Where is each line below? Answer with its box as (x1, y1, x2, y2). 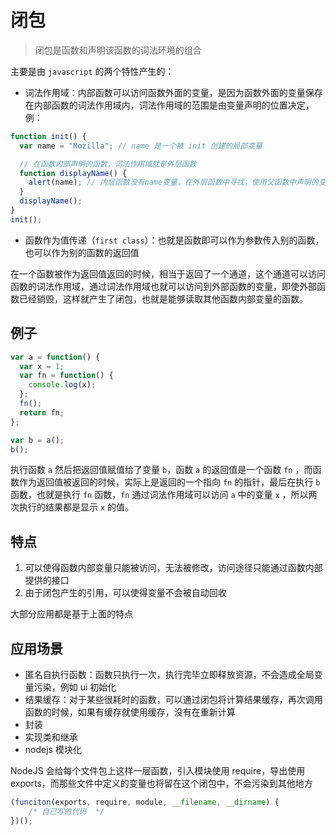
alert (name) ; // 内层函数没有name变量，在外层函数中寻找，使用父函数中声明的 (28, 177, 319, 188)
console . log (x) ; (28, 380, 97, 390)
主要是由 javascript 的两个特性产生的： (10, 65, 175, 77)
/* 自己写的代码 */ (28, 806, 105, 816)
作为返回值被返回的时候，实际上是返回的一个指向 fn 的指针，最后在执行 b (18, 476, 321, 488)
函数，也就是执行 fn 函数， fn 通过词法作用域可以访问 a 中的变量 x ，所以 (10, 489, 309, 501)
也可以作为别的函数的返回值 (24, 246, 140, 258)
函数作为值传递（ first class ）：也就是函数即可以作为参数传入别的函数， (24, 234, 325, 246)
